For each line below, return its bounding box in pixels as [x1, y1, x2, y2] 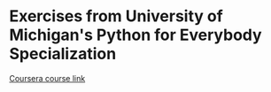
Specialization [9, 44, 117, 64]
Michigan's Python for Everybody [9, 25, 263, 45]
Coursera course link [9, 73, 86, 83]
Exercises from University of [9, 6, 223, 27]
